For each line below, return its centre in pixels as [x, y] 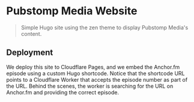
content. [31, 33]
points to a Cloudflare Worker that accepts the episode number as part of [97, 79]
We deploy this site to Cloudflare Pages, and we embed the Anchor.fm [93, 67]
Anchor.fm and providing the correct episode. [63, 92]
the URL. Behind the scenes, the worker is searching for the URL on [90, 86]
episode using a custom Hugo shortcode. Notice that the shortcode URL [95, 73]
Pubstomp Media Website [72, 11]
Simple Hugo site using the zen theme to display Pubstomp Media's [105, 27]
